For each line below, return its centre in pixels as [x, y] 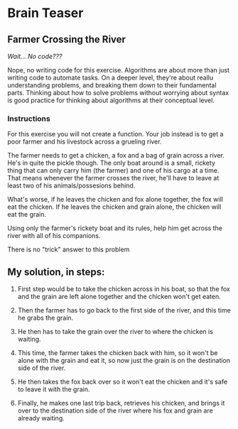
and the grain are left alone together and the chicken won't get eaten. [119, 297]
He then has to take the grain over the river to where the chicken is [115, 332]
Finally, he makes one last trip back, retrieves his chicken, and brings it [121, 403]
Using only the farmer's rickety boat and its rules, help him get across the [115, 228]
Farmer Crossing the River [67, 39]
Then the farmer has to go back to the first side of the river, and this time [124, 310]
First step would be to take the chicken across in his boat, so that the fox [124, 289]
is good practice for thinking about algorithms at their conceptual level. [111, 100]
